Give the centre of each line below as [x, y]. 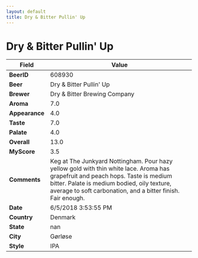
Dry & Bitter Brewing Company [92, 94]
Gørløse [61, 237]
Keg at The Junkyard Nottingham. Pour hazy [111, 161]
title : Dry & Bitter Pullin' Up [46, 17]
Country [21, 217]
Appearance [27, 113]
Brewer [19, 94]
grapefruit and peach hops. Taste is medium [111, 176]
